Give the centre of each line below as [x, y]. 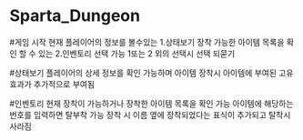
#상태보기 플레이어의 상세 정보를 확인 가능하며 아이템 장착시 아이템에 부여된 [143, 73]
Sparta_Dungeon [75, 16]
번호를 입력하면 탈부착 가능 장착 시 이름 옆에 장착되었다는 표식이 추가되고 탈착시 [150, 115]
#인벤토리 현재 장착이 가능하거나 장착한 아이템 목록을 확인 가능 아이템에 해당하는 [151, 103]
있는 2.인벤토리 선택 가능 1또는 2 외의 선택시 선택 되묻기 [136, 53]
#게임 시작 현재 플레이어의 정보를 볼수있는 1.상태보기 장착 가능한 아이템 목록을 [147, 42]
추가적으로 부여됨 [64, 84]
